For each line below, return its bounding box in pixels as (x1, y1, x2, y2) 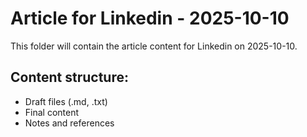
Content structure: (10, 69, 129, 86)
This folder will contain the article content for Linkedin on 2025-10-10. (10, 40, 298, 52)
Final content (24, 106, 80, 118)
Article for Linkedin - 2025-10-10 (10, 7, 290, 30)
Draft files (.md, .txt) (24, 95, 108, 107)
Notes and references (24, 117, 115, 129)
